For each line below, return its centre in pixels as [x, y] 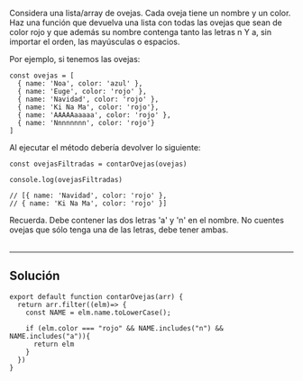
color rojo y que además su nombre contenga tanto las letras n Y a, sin [141, 32]
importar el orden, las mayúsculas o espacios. [95, 41]
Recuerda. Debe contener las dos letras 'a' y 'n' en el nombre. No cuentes [147, 220]
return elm [54, 344]
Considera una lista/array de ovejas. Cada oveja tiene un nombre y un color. [150, 13]
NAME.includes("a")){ [50, 336]
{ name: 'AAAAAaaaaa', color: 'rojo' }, [94, 115]
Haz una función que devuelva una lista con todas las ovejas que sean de [146, 23]
